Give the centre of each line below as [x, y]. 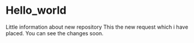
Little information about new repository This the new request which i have [97, 27]
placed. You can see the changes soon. [55, 33]
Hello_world [36, 10]
